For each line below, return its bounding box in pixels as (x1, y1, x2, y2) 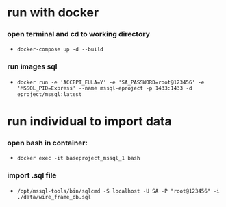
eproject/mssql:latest (16, 90, 82, 97)
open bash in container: (7, 138, 88, 147)
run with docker (7, 5, 99, 21)
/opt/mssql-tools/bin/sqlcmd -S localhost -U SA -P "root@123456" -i (16, 187, 221, 195)
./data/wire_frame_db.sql (16, 193, 91, 200)
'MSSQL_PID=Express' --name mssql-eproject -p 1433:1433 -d (16, 84, 192, 92)
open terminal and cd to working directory (7, 29, 151, 39)
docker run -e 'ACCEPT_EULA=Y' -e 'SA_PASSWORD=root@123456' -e (16, 79, 205, 86)
